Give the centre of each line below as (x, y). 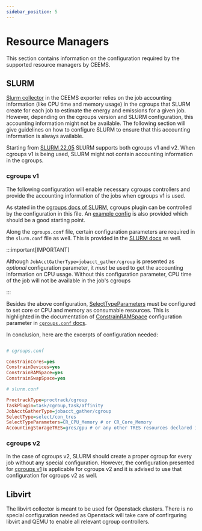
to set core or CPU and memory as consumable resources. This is (88, 310)
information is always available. (45, 136)
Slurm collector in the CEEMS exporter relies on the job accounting (89, 98)
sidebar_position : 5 (32, 12)
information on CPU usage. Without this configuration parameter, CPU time (99, 274)
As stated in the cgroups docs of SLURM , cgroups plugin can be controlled (99, 207)
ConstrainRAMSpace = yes (35, 373)
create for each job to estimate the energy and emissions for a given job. (96, 111)
